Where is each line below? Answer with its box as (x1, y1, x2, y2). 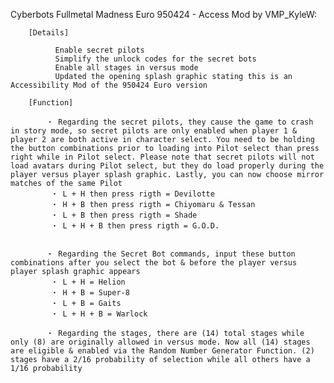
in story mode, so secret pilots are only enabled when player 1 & (10, 126, 298, 136)
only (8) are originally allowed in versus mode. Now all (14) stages (10, 337, 311, 347)
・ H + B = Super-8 (50, 288, 130, 298)
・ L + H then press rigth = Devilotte (50, 189, 215, 199)
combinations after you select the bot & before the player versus (10, 258, 298, 268)
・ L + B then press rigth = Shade (50, 210, 198, 220)
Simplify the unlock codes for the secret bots (54, 54, 257, 64)
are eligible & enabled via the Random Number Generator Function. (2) (10, 346, 315, 356)
